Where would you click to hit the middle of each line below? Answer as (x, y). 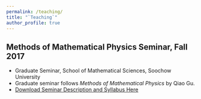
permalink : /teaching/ (34, 12)
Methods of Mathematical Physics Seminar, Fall (97, 47)
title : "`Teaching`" (32, 17)
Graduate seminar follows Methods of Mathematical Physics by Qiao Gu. (105, 83)
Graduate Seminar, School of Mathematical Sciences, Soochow (93, 71)
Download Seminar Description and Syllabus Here (76, 89)
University (28, 77)
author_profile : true (33, 23)
